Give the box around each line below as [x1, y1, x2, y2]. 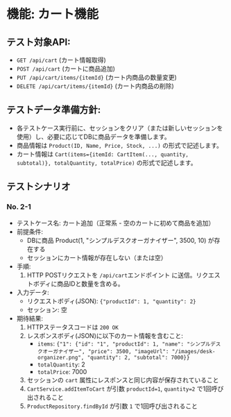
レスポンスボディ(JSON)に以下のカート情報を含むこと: [26, 331, 183, 340]
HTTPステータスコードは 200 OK [26, 323, 119, 331]
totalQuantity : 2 [37, 360, 85, 368]
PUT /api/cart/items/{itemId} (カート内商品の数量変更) [16, 74, 178, 81]
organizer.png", [37, 354, 85, 361]
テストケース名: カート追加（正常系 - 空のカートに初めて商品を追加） [16, 219, 215, 227]
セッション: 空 [26, 305, 67, 314]
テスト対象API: [6, 36, 71, 48]
